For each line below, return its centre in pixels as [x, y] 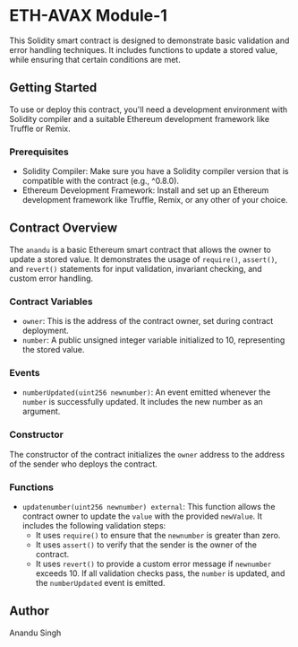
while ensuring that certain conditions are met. [95, 59]
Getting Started [53, 87]
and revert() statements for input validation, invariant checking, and [136, 268]
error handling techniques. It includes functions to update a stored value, [144, 49]
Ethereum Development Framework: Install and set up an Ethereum [145, 190]
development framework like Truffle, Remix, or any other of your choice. [155, 200]
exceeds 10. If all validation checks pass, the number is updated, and [160, 573]
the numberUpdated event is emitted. [100, 583]
